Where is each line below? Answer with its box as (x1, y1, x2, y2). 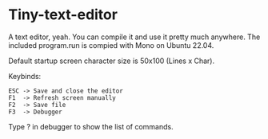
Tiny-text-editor (8, 6, 118, 24)
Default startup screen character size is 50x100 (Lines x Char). (8, 56, 215, 66)
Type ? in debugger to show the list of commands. (8, 121, 174, 131)
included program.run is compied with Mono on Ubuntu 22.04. (8, 40, 214, 50)
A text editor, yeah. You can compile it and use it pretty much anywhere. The (8, 32, 261, 42)
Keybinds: (8, 71, 42, 81)
